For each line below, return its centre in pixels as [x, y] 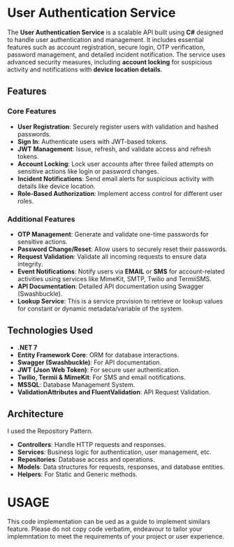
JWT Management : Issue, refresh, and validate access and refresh [114, 149]
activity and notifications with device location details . [85, 69]
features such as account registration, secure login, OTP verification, [106, 47]
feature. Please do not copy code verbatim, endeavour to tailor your [105, 529]
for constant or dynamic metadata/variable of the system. [100, 308]
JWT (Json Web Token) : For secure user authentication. [98, 369]
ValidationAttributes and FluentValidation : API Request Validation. [114, 392]
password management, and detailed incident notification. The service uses [116, 55]
